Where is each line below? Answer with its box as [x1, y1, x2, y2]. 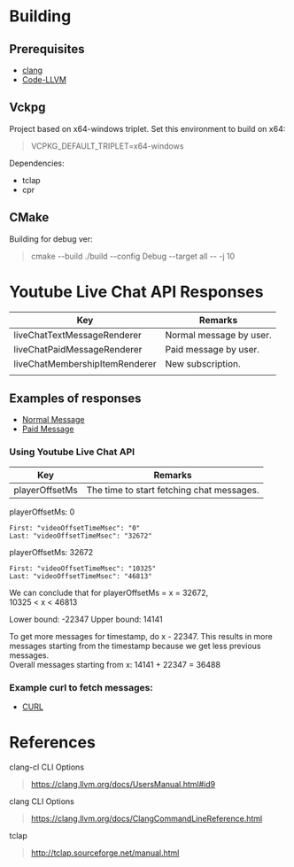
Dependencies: [9, 158, 65, 168]
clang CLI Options [9, 795, 75, 807]
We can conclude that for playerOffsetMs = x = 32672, [9, 587, 209, 598]
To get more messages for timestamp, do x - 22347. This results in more [9, 631, 273, 641]
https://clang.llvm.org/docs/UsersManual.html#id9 [30, 778, 215, 789]
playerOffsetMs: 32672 [9, 546, 94, 557]
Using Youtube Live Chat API [9, 445, 135, 458]
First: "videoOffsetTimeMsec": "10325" [9, 564, 157, 573]
